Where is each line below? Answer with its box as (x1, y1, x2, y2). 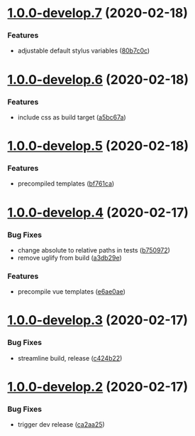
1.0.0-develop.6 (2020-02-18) (7, 71, 189, 87)
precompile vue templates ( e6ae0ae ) (17, 287, 126, 296)
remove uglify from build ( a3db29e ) (17, 253, 122, 262)
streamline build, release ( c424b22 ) (17, 353, 123, 362)
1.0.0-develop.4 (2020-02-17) (7, 204, 189, 220)
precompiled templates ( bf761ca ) (17, 179, 115, 188)
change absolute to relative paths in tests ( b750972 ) (17, 245, 170, 254)
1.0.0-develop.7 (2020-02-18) (7, 5, 189, 21)
